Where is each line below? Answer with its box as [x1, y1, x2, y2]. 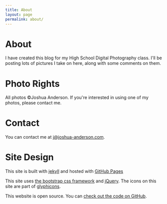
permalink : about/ [5, 17, 44, 22]
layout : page [5, 12, 33, 17]
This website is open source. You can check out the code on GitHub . [5, 193, 147, 199]
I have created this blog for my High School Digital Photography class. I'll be [5, 55, 162, 61]
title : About [5, 7, 33, 13]
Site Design [5, 152, 54, 163]
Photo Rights [5, 78, 60, 89]
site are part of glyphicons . [5, 183, 61, 189]
